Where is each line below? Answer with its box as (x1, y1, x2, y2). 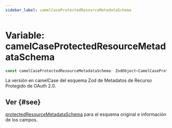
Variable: (5, 29, 45, 41)
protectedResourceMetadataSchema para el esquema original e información (5, 111, 166, 118)
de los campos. (5, 117, 38, 123)
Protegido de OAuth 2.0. (5, 83, 56, 89)
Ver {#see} (5, 98, 41, 106)
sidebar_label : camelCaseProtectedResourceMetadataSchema (5, 7, 132, 13)
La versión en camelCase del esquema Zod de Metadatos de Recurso (5, 77, 152, 83)
